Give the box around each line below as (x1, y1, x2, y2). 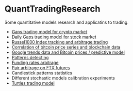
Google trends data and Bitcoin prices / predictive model (11, 49, 125, 55)
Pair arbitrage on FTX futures (11, 64, 70, 71)
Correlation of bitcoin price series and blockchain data (11, 44, 121, 50)
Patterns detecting (11, 54, 49, 60)
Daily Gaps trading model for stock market (11, 34, 97, 40)
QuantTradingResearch (4, 3, 100, 15)
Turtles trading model (11, 80, 55, 86)
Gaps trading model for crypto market (11, 29, 87, 34)
